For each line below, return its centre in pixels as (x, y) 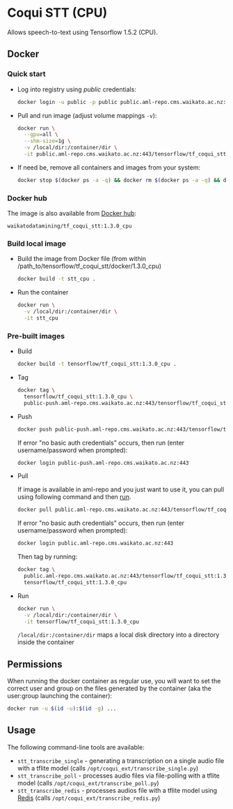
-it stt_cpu (41, 318)
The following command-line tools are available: (76, 747)
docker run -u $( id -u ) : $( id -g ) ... (62, 709)
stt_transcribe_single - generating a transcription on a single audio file (121, 760)
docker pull (34, 510)
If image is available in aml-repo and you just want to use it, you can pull (121, 489)
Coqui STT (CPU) (57, 13)
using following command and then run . (74, 497)
